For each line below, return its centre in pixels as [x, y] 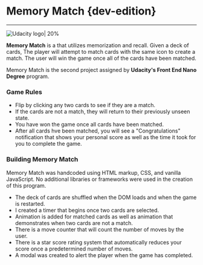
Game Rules [24, 92]
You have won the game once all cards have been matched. [89, 125]
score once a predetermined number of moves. [74, 249]
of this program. [26, 185]
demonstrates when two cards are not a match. [74, 223]
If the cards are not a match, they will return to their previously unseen [102, 112]
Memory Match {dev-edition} [81, 11]
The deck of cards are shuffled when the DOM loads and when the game [106, 197]
